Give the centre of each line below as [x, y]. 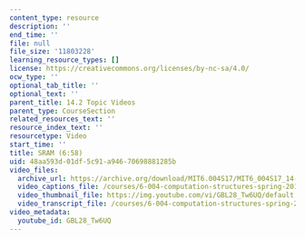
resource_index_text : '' [56, 128]
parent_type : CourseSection [63, 111]
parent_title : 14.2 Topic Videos [73, 102]
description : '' [40, 26]
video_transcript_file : [62, 204]
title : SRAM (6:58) [46, 153]
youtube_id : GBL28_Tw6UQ [64, 220]
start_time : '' [38, 144]
